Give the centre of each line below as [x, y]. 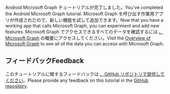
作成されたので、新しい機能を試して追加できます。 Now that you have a [89, 20]
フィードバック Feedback [45, 61]
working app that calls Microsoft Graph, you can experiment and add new [82, 26]
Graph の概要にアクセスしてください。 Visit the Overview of [89, 38]
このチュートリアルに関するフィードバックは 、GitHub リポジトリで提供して [85, 74]
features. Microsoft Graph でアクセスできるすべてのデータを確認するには [81, 32]
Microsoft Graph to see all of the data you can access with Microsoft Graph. [85, 44]
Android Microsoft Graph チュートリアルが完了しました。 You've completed [84, 7]
